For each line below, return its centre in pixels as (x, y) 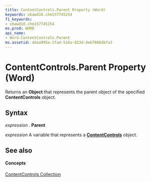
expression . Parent (25, 125)
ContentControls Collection (33, 174)
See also (19, 150)
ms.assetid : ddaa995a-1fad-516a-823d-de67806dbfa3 (59, 43)
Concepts (15, 163)
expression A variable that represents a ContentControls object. (71, 135)
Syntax (16, 113)
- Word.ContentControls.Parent (38, 38)
